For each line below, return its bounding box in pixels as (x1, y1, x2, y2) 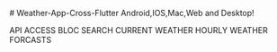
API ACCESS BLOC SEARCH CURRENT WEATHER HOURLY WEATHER (9, 25, 268, 35)
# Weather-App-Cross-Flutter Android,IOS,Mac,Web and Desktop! (9, 8, 255, 18)
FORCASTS (9, 35, 52, 45)
